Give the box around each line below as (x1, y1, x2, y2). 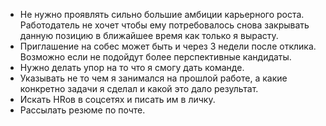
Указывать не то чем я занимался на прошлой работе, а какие (19, 72, 288, 84)
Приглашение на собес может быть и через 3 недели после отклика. (19, 40, 317, 52)
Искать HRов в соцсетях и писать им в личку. (19, 94, 216, 105)
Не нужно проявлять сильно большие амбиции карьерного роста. (19, 9, 305, 20)
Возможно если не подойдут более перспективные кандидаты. (19, 51, 292, 63)
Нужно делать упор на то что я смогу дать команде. (19, 62, 245, 73)
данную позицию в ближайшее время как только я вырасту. (19, 30, 279, 41)
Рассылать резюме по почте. (19, 104, 146, 116)
